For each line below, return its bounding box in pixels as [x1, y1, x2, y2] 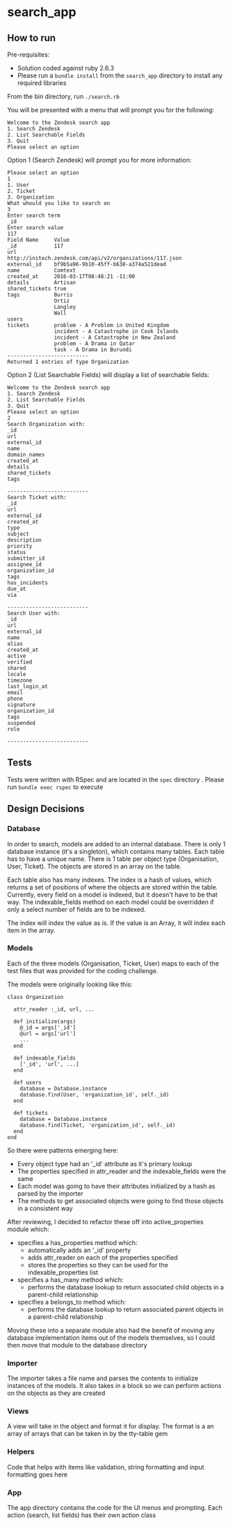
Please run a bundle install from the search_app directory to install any [17, 71, 223, 79]
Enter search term [7, 212, 61, 219]
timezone [7, 677, 33, 684]
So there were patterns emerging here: [7, 1146, 118, 1154]
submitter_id [7, 555, 45, 562]
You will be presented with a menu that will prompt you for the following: [7, 106, 214, 114]
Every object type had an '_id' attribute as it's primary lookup [17, 1159, 193, 1168]
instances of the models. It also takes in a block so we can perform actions [7, 1382, 222, 1390]
